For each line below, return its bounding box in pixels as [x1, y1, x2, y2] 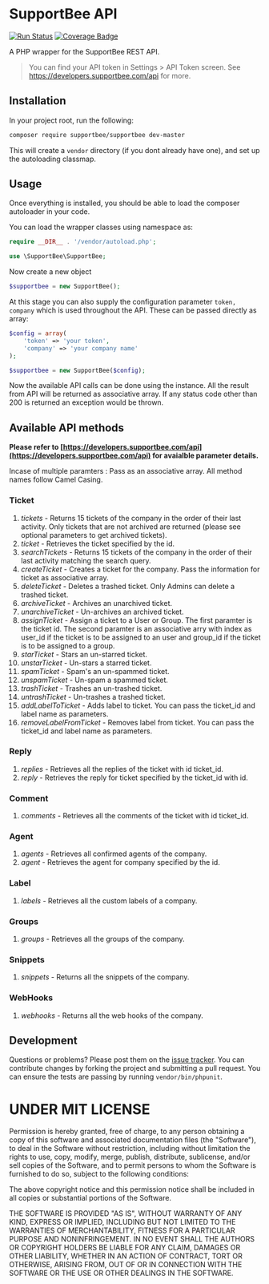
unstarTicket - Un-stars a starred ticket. [20, 658, 152, 668]
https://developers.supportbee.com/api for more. [28, 71, 191, 80]
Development [9, 1034, 78, 1048]
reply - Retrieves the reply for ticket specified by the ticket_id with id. [20, 773, 249, 782]
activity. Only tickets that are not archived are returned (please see [20, 522, 241, 531]
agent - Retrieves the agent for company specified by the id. [20, 858, 221, 867]
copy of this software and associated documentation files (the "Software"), [9, 1135, 257, 1145]
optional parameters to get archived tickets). [20, 530, 167, 539]
